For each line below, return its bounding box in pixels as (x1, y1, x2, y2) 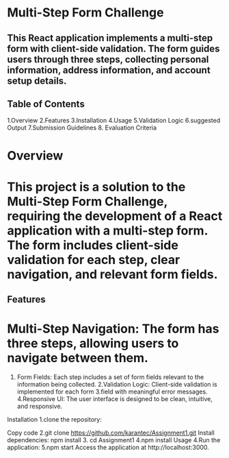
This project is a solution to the (7, 179, 186, 195)
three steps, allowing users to (7, 336, 179, 351)
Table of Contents (7, 98, 85, 110)
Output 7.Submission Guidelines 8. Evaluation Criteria (7, 123, 157, 132)
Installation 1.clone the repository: (7, 415, 103, 424)
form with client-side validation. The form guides (7, 43, 220, 54)
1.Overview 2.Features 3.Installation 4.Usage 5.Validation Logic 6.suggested (7, 117, 221, 125)
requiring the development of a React (7, 208, 223, 224)
